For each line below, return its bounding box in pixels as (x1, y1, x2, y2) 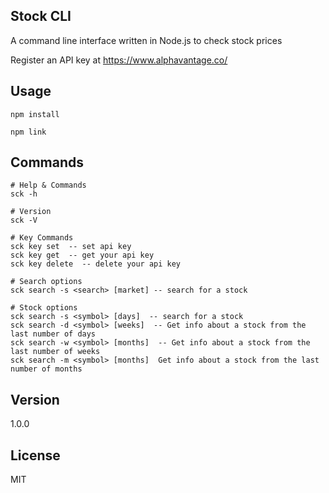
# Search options (10, 277, 83, 287)
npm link (10, 127, 47, 137)
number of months (10, 364, 83, 374)
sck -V (10, 215, 38, 226)
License (10, 447, 61, 464)
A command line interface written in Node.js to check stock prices (10, 34, 283, 46)
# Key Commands (10, 233, 74, 243)
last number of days (10, 329, 97, 339)
